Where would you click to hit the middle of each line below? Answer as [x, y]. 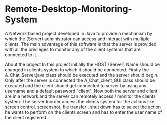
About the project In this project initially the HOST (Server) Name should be [83, 64]
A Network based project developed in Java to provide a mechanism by [79, 33]
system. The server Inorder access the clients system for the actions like [80, 101]
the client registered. [26, 117]
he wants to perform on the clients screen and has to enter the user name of [83, 112]
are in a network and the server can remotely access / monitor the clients [80, 96]
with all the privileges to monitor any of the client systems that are [73, 49]
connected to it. [21, 55]
